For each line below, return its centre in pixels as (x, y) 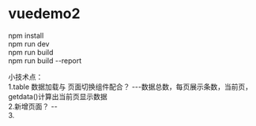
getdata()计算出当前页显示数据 (58, 96)
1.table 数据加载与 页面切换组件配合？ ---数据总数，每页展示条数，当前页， (130, 87)
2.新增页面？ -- (33, 106)
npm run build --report (45, 61)
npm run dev (29, 43)
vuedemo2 (44, 14)
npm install (26, 35)
